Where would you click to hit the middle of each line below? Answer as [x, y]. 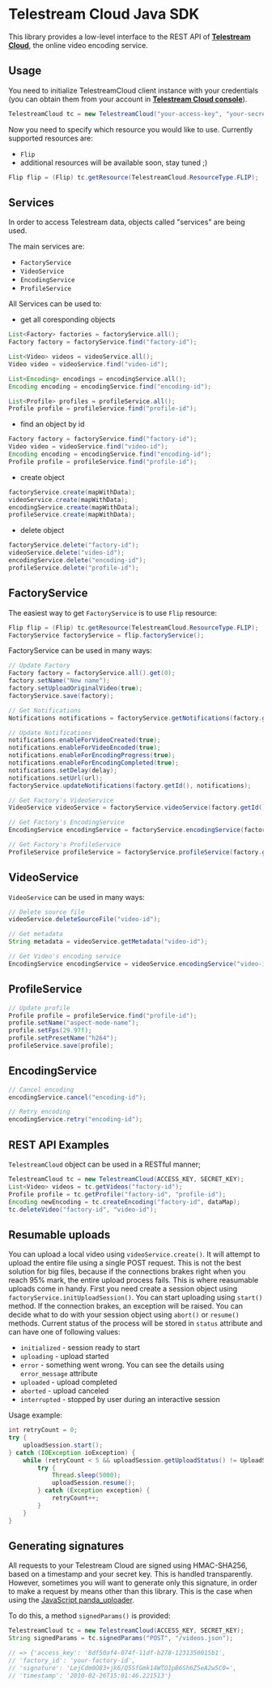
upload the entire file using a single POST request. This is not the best [125, 1263]
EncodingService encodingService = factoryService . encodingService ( [126, 830]
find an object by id [52, 424]
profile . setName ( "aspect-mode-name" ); [74, 1023]
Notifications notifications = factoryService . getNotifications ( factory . [136, 718]
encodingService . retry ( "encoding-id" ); [76, 1119]
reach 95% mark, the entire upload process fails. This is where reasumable [134, 1280]
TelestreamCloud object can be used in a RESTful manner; [104, 1164]
